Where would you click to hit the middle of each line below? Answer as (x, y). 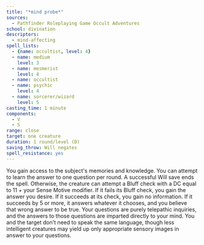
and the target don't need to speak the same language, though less (90, 222)
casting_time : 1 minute (36, 108)
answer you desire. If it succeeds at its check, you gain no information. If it (100, 196)
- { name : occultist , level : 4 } (51, 52)
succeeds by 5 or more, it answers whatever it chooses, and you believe (97, 203)
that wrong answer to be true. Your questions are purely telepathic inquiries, (101, 209)
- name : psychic (32, 86)
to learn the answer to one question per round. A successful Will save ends (100, 177)
